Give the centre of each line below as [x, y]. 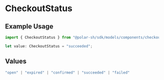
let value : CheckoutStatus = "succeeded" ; [49, 46]
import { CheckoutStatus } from [38, 37]
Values [16, 61]
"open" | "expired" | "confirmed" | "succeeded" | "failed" [68, 72]
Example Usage [29, 26]
